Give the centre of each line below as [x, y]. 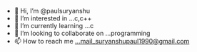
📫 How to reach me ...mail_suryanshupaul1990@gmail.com [102, 41]
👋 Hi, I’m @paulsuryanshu [52, 11]
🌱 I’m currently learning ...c [54, 26]
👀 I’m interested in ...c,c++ [53, 18]
